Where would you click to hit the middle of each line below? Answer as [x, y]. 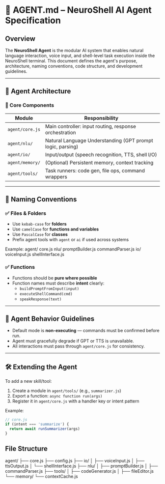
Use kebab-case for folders [39, 224]
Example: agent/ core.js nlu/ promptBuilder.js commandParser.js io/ [73, 249]
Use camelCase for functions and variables [55, 229]
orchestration [60, 132]
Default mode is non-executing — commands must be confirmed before [86, 331]
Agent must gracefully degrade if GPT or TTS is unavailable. [73, 341]
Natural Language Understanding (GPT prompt [99, 141]
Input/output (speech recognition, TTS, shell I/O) [101, 154]
